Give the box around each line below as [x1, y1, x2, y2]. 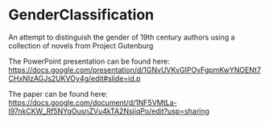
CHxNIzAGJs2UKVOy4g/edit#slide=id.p [8, 73, 141, 83]
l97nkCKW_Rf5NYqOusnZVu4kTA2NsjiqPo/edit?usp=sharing [8, 106, 209, 116]
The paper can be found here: [8, 89, 108, 98]
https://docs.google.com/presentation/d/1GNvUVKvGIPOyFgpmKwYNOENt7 [8, 64, 262, 74]
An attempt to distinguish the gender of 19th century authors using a [8, 32, 235, 42]
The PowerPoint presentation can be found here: [8, 56, 171, 66]
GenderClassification [8, 6, 155, 24]
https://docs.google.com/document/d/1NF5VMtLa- [8, 97, 177, 107]
